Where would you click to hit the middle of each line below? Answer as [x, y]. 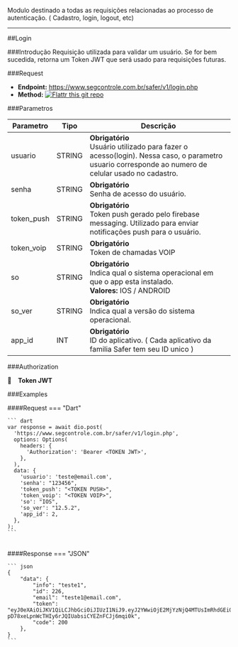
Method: [30, 94]
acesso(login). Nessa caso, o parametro [156, 156]
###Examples [28, 394]
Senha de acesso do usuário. [138, 194]
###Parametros [30, 108]
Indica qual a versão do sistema [142, 311]
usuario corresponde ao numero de [148, 164]
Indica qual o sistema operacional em [152, 273]
